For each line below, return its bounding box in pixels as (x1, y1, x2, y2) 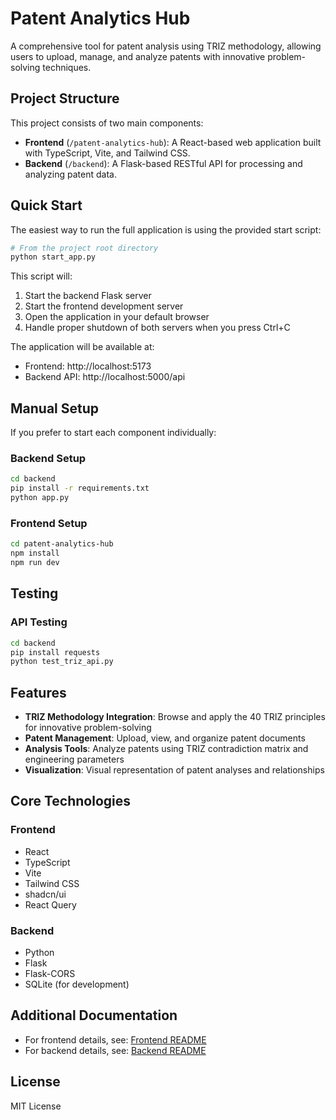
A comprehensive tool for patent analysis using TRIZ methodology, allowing (10, 40, 322, 52)
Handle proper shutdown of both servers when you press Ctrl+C (24, 322, 291, 334)
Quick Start (10, 197, 83, 214)
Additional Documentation (10, 1007, 178, 1024)
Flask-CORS (24, 968, 76, 980)
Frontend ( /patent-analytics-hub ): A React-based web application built (24, 136, 322, 148)
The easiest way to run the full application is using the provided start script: (10, 223, 322, 236)
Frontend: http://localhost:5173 (24, 360, 152, 372)
